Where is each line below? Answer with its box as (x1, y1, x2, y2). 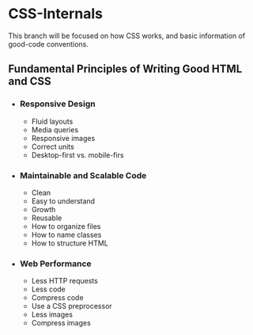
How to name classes (31, 230, 102, 239)
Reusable (31, 213, 62, 223)
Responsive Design (19, 98, 96, 109)
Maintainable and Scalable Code (19, 169, 147, 181)
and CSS (8, 74, 51, 88)
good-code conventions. (8, 39, 89, 48)
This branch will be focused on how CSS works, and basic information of (8, 31, 246, 40)
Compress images (31, 318, 91, 328)
